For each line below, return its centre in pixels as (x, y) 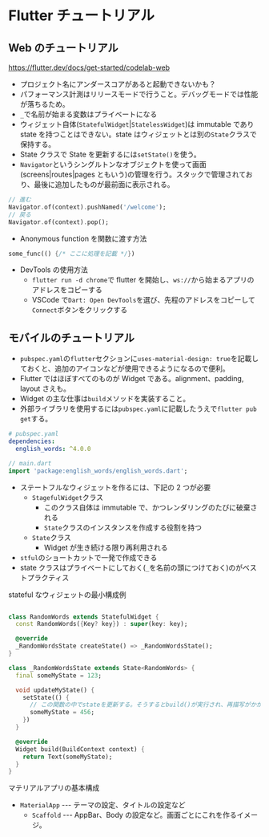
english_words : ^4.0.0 (53, 449)
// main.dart (30, 463)
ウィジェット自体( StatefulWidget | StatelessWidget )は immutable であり (137, 124)
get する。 (36, 419)
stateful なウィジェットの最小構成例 (67, 595)
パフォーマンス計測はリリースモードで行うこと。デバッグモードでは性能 (139, 94)
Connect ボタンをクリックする (80, 310)
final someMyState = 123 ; (59, 675)
